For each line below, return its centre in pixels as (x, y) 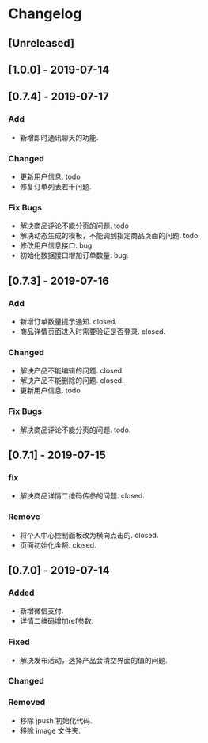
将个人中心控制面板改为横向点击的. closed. (89, 535)
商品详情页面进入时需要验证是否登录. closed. (93, 331)
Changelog (45, 14)
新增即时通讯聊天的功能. (59, 137)
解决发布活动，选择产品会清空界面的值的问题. (93, 660)
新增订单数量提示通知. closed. (68, 321)
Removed (27, 703)
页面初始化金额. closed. (58, 545)
